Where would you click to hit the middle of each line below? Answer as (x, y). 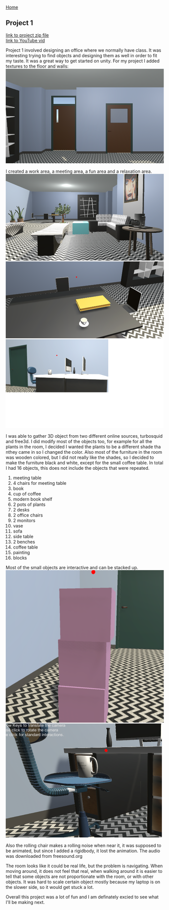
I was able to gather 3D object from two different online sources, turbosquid (84, 436)
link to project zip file (27, 35)
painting (21, 552)
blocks (20, 558)
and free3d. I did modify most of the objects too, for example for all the (79, 441)
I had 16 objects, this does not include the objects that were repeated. (78, 468)
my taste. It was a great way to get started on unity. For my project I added (83, 61)
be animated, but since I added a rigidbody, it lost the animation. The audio (83, 851)
